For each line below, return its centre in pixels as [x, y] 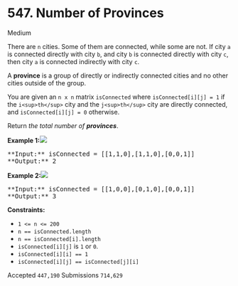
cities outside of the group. [47, 83]
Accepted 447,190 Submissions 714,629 [65, 275]
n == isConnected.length [54, 232]
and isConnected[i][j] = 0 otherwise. [64, 112]
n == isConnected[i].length [59, 239]
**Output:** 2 [32, 161]
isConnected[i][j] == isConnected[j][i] [78, 262]
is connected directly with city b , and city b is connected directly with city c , [118, 54]
